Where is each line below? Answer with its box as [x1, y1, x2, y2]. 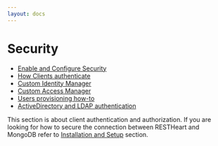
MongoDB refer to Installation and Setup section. [7, 130, 149, 138]
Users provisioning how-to [17, 94, 95, 102]
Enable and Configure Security [17, 64, 107, 73]
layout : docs [7, 10, 46, 18]
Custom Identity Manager [17, 79, 91, 87]
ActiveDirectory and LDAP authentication [17, 102, 136, 110]
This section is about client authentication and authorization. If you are [7, 115, 212, 123]
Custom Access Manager [17, 86, 91, 95]
